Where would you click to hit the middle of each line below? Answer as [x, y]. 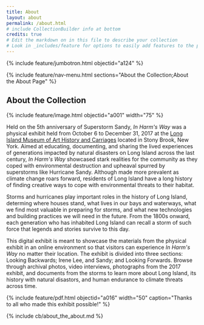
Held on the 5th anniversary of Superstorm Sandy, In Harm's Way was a [97, 127]
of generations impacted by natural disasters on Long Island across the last [100, 152]
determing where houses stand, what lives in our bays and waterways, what [101, 203]
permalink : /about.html [36, 23]
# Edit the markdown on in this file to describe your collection [92, 40]
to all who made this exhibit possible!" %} [58, 304]
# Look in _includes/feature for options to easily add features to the [100, 46]
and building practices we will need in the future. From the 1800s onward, [98, 216]
